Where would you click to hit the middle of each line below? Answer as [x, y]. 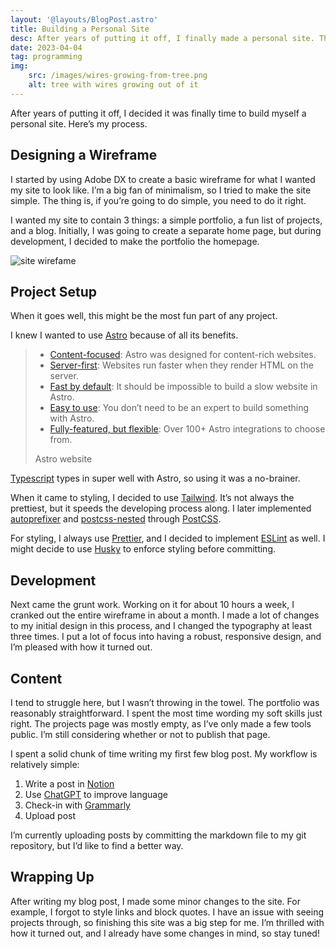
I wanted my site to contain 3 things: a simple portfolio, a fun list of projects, [166, 220]
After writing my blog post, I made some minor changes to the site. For [155, 901]
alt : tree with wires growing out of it [113, 85]
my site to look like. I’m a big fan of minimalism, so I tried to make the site [161, 190]
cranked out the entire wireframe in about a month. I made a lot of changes [165, 615]
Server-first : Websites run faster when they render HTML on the [181, 365]
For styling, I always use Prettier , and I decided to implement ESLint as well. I [168, 538]
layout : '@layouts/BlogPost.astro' [84, 19]
